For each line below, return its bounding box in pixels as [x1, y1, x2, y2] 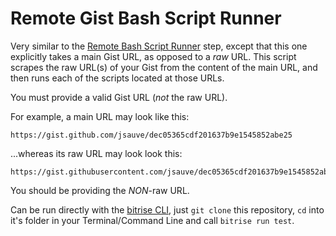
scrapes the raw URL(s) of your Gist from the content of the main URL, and [10, 61, 318, 73]
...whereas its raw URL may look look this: [10, 147, 183, 159]
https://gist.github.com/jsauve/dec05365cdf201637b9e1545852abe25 [10, 130, 293, 140]
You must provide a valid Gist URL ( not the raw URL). [10, 91, 228, 103]
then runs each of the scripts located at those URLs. [10, 72, 225, 84]
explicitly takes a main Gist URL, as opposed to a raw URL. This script [10, 50, 297, 62]
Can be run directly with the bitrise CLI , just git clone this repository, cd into [10, 203, 325, 216]
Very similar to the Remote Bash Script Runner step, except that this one [10, 40, 308, 52]
